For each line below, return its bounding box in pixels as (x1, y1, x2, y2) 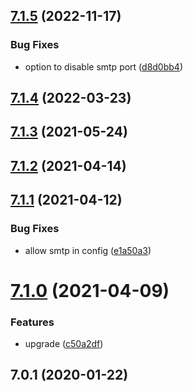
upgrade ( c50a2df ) (24, 338, 104, 350)
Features (10, 315, 55, 329)
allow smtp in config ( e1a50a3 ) (24, 244, 152, 256)
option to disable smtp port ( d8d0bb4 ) (24, 60, 183, 73)
